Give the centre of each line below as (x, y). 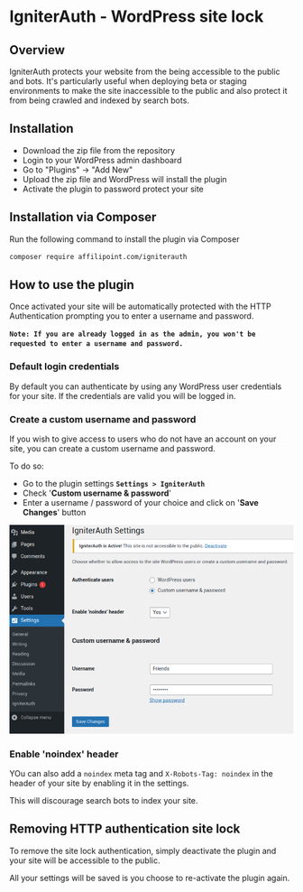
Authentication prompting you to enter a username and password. (132, 316)
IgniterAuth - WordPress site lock (137, 17)
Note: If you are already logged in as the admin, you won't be (133, 334)
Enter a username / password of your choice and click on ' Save (140, 502)
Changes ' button (54, 512)
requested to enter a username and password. (96, 344)
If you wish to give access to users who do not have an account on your (143, 439)
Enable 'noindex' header (64, 754)
